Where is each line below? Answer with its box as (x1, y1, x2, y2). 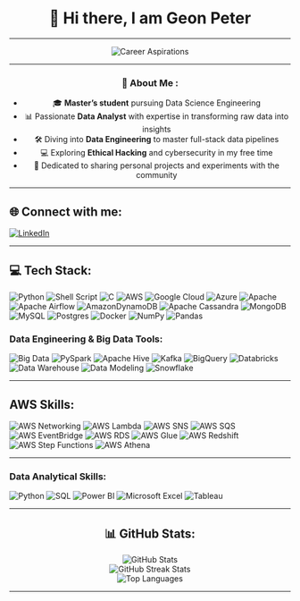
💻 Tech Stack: (9, 263, 92, 278)
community (136, 170, 178, 181)
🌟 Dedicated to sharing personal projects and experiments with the (34, 160, 279, 171)
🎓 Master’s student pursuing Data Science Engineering (52, 97, 262, 108)
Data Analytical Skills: (9, 470, 107, 482)
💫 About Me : (121, 76, 179, 89)
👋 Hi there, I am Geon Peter (48, 8, 252, 29)
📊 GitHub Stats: (104, 526, 196, 541)
